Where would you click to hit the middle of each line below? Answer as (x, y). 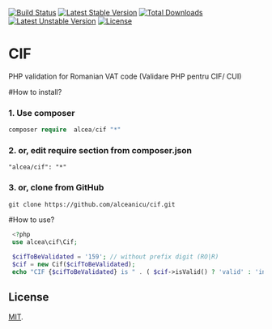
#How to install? (35, 92)
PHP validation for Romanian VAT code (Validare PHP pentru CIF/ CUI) (125, 76)
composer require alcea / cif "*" (65, 130)
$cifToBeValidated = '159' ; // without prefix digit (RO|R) (115, 257)
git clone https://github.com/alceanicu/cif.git (92, 204)
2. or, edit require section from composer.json (100, 151)
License (29, 297)
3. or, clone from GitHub (56, 188)
